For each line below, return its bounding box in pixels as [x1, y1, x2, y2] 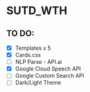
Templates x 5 [15, 44, 51, 52]
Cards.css [15, 52, 41, 59]
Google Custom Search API [15, 72, 84, 80]
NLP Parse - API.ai [15, 58, 62, 66]
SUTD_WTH [6, 4, 67, 18]
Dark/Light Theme [15, 79, 61, 86]
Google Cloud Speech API [15, 65, 81, 72]
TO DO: [6, 28, 35, 39]
